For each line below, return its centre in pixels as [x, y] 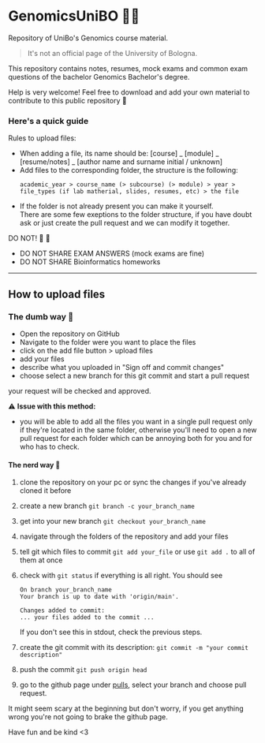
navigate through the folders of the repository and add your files [124, 536]
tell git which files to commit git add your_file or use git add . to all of [137, 552]
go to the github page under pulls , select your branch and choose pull [133, 685]
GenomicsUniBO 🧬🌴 [74, 16]
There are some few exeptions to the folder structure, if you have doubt [136, 215]
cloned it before [45, 491]
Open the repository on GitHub [69, 334]
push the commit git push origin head [83, 670]
